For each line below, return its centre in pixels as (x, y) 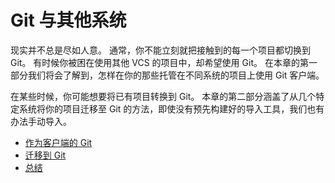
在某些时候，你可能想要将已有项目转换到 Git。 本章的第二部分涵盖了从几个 (163, 96)
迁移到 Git (45, 155)
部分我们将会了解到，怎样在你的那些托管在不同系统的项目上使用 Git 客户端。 (167, 75)
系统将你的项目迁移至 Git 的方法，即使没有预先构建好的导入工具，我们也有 (171, 108)
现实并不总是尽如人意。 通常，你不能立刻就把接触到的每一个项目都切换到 (160, 50)
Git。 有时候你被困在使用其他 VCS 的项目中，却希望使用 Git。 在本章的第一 (164, 62)
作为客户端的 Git (58, 142)
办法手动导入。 (41, 121)
